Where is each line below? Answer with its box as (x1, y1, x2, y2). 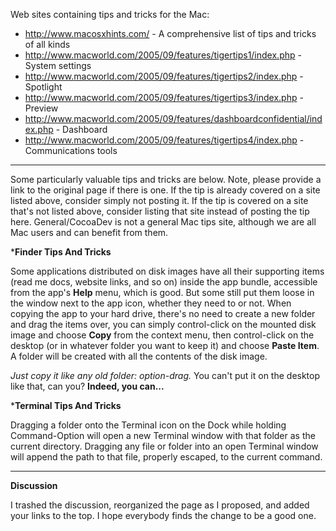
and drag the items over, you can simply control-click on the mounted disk (10, 319, 317, 330)
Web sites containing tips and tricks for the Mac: (10, 9, 210, 20)
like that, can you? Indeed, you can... (10, 380, 165, 392)
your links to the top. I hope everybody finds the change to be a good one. (10, 510, 317, 521)
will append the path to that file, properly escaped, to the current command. (10, 451, 323, 463)
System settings (24, 60, 92, 71)
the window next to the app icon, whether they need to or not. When (10, 297, 292, 309)
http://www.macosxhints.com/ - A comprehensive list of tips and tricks (24, 28, 317, 39)
